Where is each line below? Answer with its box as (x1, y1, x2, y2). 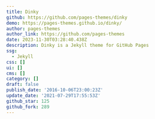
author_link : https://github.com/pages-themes (6, 31, 125, 37)
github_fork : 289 (6, 103, 50, 110)
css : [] (6, 59, 26, 65)
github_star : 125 (6, 98, 50, 104)
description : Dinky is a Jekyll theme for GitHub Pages (6, 43, 149, 49)
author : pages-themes (6, 25, 61, 32)
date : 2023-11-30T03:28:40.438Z (6, 37, 87, 43)
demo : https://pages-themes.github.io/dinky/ (6, 20, 122, 26)
